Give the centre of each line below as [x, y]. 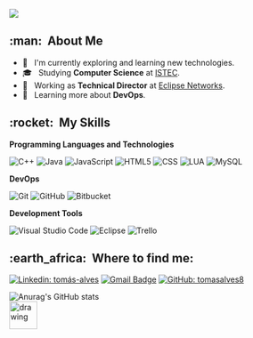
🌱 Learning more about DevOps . [84, 94]
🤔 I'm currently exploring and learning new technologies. [128, 62]
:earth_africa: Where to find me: [102, 258]
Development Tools [46, 213]
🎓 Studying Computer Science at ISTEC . [101, 72]
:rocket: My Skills [60, 123]
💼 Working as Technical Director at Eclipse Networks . [123, 85]
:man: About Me [57, 41]
